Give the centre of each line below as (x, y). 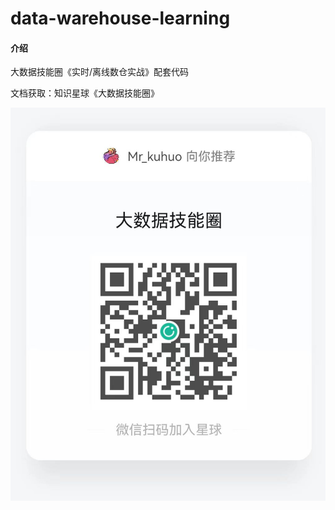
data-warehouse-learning (120, 18)
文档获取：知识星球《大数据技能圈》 (85, 93)
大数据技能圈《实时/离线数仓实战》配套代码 (100, 72)
